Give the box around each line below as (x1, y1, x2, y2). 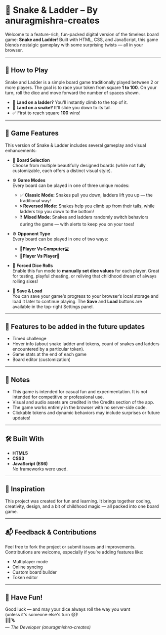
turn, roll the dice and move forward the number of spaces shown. (5, 90, 140, 95)
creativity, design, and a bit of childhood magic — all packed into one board (5, 503, 159, 509)
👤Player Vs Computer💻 (19, 246, 69, 252)
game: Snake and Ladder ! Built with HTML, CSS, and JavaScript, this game (5, 37, 159, 43)
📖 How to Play (5, 66, 48, 75)
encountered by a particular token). (12, 346, 84, 352)
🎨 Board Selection (12, 157, 50, 163)
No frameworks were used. (12, 466, 68, 472)
